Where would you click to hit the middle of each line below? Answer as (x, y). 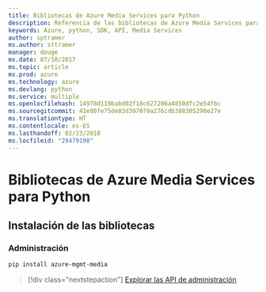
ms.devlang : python (40, 89)
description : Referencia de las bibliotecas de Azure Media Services (125, 23)
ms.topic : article (38, 67)
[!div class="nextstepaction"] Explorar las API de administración (132, 280)
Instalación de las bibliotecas (82, 226)
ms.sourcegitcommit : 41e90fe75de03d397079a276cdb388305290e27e (115, 112)
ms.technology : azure (44, 82)
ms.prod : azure (33, 74)
